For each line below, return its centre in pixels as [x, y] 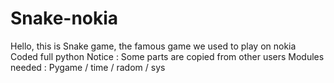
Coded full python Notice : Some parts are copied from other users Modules [167, 56]
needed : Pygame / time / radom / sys [88, 67]
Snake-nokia [64, 18]
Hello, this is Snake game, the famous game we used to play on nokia [153, 46]
